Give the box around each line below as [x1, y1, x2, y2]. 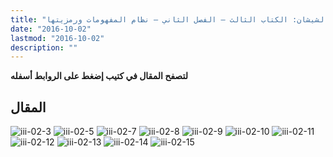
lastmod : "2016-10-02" [10, 33, 105, 43]
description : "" [10, 42, 78, 53]
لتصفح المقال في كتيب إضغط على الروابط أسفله [10, 70, 188, 82]
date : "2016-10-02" [10, 24, 92, 34]
